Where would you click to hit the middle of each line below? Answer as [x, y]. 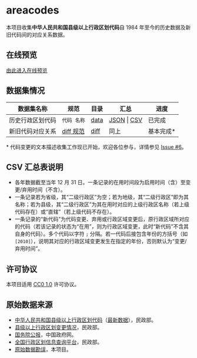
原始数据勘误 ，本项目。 [43, 349]
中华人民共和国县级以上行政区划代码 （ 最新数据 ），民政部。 [86, 320]
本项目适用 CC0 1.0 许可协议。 [43, 284]
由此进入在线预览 [27, 70]
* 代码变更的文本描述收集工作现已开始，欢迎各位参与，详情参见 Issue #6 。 [96, 147]
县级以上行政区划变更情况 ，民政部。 [59, 327]
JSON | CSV [126, 120]
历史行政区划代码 [33, 120]
